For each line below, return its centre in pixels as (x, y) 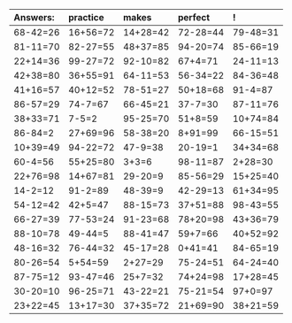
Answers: (34, 17)
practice (86, 17)
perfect (194, 17)
